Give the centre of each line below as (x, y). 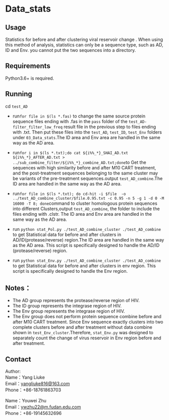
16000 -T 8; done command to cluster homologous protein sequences (85, 203)
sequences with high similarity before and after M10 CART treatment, (84, 167)
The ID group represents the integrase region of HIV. (67, 306)
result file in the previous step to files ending (110, 127)
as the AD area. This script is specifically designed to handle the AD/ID (86, 245)
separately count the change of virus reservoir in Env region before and (87, 338)
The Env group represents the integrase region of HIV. (69, 311)
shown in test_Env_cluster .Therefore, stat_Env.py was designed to (83, 333)
